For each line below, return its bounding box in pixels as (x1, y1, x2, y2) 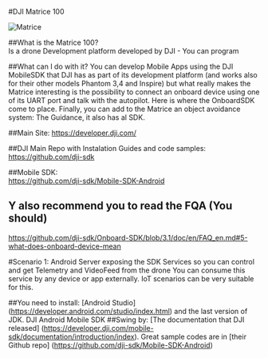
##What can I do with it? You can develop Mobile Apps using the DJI (8, 62, 234, 71)
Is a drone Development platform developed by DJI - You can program (8, 46, 239, 55)
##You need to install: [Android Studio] (8, 297, 136, 307)
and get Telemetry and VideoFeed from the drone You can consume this (8, 265, 246, 275)
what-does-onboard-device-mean (8, 241, 121, 251)
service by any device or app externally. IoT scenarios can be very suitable (8, 273, 254, 283)
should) (8, 212, 48, 225)
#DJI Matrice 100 (8, 7, 65, 16)
